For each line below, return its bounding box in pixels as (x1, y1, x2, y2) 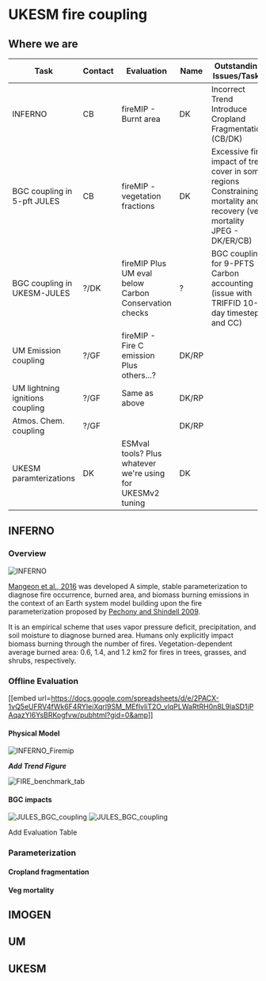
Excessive (211, 146, 249, 157)
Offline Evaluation (8, 675, 79, 686)
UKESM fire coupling (8, 6, 148, 24)
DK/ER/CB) (211, 235, 253, 246)
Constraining (211, 186, 260, 196)
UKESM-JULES (12, 287, 70, 298)
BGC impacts (8, 794, 53, 804)
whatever (121, 458, 157, 469)
